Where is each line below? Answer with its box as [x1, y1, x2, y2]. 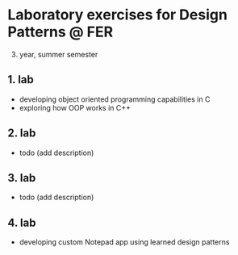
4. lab [7, 215, 36, 229]
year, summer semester [19, 49, 98, 59]
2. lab [7, 127, 36, 140]
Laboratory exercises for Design [7, 6, 228, 24]
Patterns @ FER [7, 23, 114, 41]
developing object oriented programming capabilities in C [19, 94, 211, 104]
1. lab [7, 73, 34, 86]
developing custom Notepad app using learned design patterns [19, 237, 230, 247]
